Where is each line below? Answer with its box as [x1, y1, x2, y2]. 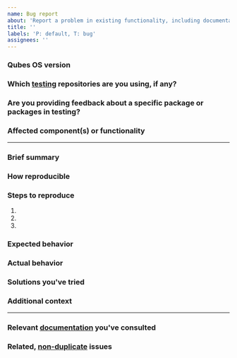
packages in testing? [7, 107, 81, 117]
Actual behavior [7, 258, 63, 268]
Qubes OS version [7, 60, 71, 70]
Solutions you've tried [7, 277, 85, 287]
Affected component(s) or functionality [7, 125, 145, 135]
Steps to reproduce [7, 190, 75, 200]
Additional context [7, 296, 73, 306]
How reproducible [7, 171, 71, 181]
